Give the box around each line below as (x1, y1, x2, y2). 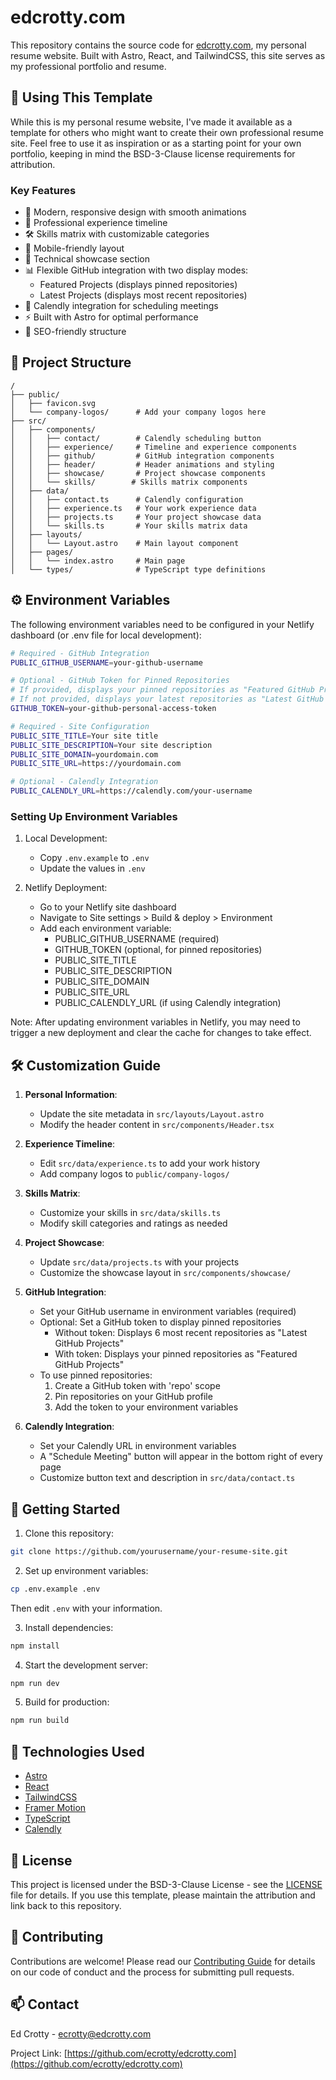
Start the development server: (24, 1659, 149, 1671)
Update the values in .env (39, 862, 146, 875)
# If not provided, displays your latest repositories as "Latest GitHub (10, 694, 325, 705)
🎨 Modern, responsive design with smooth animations (24, 206, 247, 218)
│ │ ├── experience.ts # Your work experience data (10, 503, 257, 513)
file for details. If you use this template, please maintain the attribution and (10, 1889, 316, 1901)
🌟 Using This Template (10, 89, 153, 106)
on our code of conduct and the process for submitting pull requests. (10, 1966, 295, 1978)
